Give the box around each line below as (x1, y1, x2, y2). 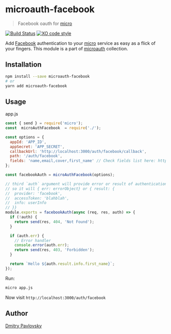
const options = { (5, 134, 44, 140)
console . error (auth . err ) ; (14, 243, 70, 248)
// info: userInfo (5, 200, 47, 206)
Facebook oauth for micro (17, 20, 72, 26)
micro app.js (5, 285, 33, 290)
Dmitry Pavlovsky (5, 322, 42, 329)
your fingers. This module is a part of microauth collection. (5, 45, 128, 51)
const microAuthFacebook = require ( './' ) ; (5, 126, 101, 131)
